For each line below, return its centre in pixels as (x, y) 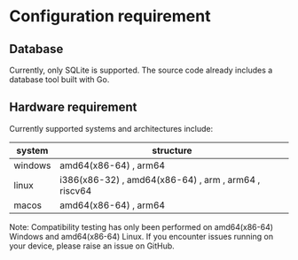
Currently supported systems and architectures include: (111, 128)
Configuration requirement (110, 16)
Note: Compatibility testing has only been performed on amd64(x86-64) (141, 226)
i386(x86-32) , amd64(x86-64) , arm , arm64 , (160, 180)
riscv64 (76, 190)
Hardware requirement (73, 107)
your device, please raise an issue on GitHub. (92, 246)
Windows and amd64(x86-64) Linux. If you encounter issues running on (141, 236)
